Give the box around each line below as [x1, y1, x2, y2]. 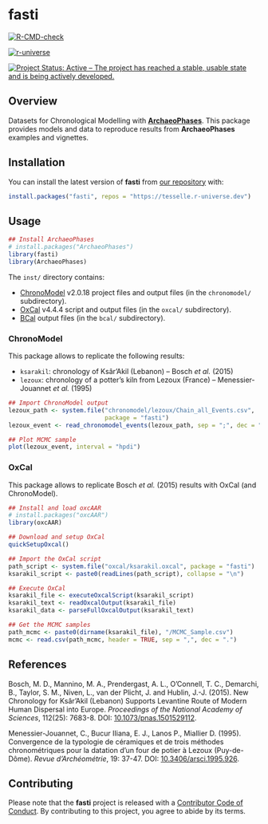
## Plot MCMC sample [8, 436, 77, 444]
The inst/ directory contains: [8, 272, 105, 282]
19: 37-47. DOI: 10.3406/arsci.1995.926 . [110, 754, 239, 763]
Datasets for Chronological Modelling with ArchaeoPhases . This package [8, 116, 250, 125]
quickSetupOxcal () [8, 541, 69, 549]
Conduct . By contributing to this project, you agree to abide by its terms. [8, 806, 246, 816]
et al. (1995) [53, 384, 93, 393]
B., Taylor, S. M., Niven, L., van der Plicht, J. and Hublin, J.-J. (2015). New [8, 688, 249, 697]
